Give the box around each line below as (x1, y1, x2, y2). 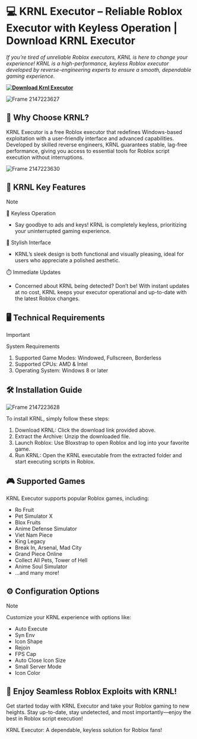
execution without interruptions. (6, 154, 84, 161)
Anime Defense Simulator (14, 525, 77, 532)
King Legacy (14, 538, 46, 544)
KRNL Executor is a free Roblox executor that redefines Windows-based (6, 128, 183, 135)
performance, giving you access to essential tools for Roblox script (6, 147, 170, 154)
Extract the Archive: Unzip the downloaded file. (14, 433, 131, 440)
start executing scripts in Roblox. (14, 458, 96, 466)
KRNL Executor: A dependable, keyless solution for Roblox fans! (6, 726, 163, 733)
